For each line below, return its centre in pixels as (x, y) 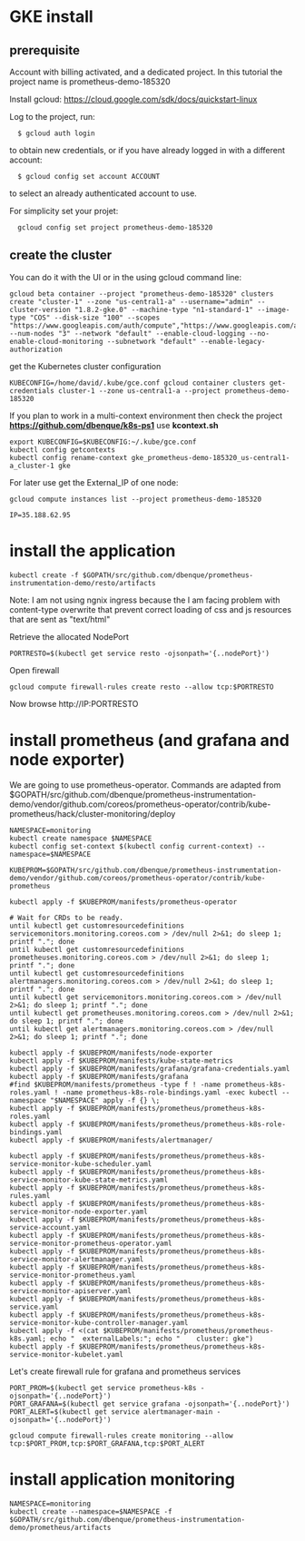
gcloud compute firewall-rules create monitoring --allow (121, 1436)
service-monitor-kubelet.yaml (67, 1354)
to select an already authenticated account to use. (103, 193)
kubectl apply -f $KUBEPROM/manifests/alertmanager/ (111, 1140)
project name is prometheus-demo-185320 (90, 82)
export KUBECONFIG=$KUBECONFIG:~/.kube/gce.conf (103, 442)
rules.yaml (30, 1195)
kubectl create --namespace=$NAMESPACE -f (91, 1512)
